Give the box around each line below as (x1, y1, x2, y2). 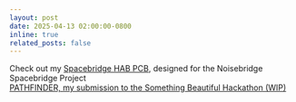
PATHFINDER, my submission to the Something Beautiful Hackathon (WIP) (9, 82, 287, 93)
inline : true (9, 30, 59, 39)
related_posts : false (9, 38, 92, 48)
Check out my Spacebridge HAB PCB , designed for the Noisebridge (9, 63, 263, 74)
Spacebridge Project (9, 73, 86, 84)
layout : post (9, 13, 59, 23)
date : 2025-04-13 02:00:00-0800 (9, 22, 132, 31)
